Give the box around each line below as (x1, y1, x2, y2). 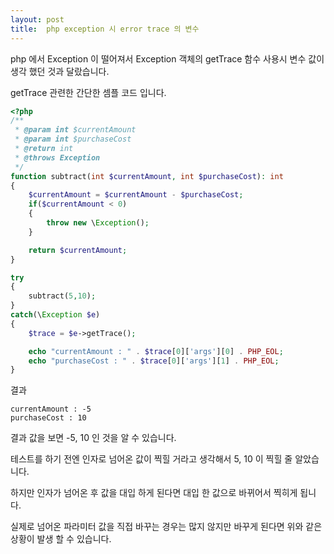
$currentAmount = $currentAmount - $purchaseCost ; (28, 190, 244, 200)
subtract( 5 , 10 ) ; (28, 291, 97, 301)
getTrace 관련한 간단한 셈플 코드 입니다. (10, 86, 167, 98)
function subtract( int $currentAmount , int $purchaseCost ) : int (10, 171, 284, 181)
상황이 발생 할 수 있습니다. (10, 533, 112, 545)
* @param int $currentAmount (14, 125, 137, 135)
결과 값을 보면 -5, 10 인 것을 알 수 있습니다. (10, 432, 177, 444)
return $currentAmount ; (28, 245, 128, 255)
